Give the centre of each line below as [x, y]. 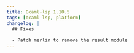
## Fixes [23, 29]
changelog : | [23, 23]
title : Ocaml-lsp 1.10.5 [38, 12]
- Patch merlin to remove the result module [70, 40]
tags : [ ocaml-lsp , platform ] [44, 18]
